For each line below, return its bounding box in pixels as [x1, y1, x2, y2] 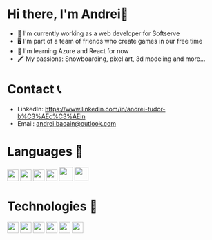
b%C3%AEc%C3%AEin [17, 112, 86, 120]
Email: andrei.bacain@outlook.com [17, 119, 116, 127]
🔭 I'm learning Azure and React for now [17, 46, 129, 55]
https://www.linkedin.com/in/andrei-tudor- [44, 104, 166, 113]
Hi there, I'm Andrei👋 [7, 6, 129, 22]
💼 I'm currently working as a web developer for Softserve [17, 29, 180, 37]
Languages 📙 [7, 144, 84, 160]
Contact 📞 [7, 82, 62, 98]
